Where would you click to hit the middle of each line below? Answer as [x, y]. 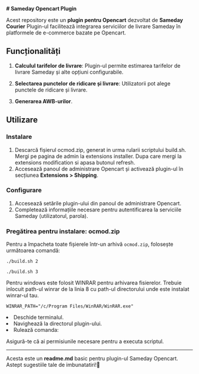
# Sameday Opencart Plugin [41, 9]
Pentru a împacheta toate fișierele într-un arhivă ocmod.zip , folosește [90, 244]
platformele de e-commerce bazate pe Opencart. [66, 33]
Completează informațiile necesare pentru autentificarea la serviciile [98, 210]
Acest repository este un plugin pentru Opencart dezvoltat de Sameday [95, 20]
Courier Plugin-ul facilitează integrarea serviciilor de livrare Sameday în [93, 26]
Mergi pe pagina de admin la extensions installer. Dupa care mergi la [98, 156]
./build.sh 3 [22, 272]
